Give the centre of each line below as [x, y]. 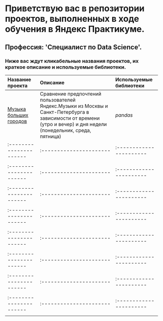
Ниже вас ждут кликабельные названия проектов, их [72, 61]
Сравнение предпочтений [71, 94]
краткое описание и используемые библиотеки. [65, 67]
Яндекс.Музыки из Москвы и [74, 106]
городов [17, 121]
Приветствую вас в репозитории [75, 9]
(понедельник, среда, [65, 130]
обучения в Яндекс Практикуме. [75, 29]
